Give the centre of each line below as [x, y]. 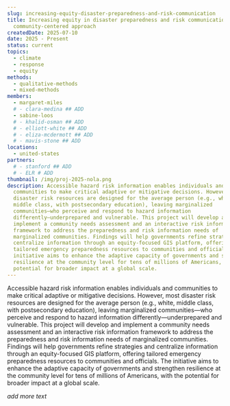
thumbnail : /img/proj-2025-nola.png [59, 179]
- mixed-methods [36, 90]
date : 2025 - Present [38, 39]
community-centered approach [55, 26]
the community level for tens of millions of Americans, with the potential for [113, 375]
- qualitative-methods [46, 84]
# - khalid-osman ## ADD [49, 122]
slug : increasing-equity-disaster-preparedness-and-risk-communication [111, 13]
